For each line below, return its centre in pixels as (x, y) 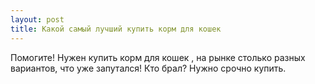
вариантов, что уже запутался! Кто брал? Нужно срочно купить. (148, 68)
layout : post (37, 19)
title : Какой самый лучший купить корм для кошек (116, 29)
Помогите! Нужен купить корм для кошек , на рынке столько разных (158, 57)
